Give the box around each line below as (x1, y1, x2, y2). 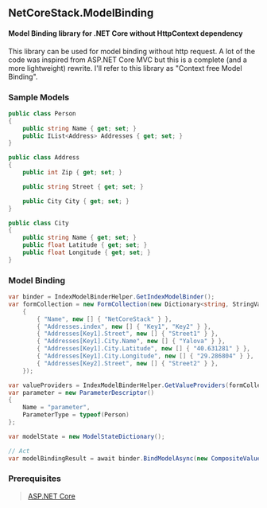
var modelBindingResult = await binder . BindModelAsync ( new (8, 454, 208, 463)
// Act (8, 447, 30, 455)
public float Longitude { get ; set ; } (22, 248, 151, 257)
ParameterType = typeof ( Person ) (22, 411, 130, 419)
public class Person (8, 109, 77, 118)
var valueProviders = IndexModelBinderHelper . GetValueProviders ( (8, 381, 229, 389)
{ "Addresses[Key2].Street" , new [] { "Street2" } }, (37, 359, 219, 367)
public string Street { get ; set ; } (22, 182, 145, 190)
